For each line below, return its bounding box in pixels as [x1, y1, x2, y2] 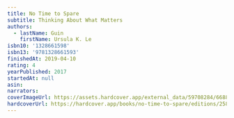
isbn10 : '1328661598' [7, 42, 70, 49]
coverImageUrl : [7, 94, 52, 101]
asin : [7, 81, 23, 88]
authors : [7, 23, 33, 30]
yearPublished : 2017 [7, 68, 68, 75]
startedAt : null [7, 74, 54, 82]
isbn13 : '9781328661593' [7, 49, 79, 56]
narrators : [7, 87, 39, 94]
